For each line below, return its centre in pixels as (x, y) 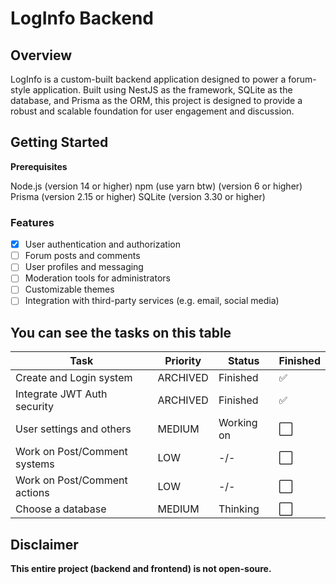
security (34, 407)
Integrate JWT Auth (61, 394)
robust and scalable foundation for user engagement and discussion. (152, 111)
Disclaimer (44, 544)
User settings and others (73, 429)
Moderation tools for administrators (97, 278)
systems (35, 464)
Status (243, 361)
